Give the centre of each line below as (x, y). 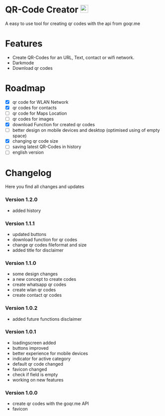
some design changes (35, 274)
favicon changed (30, 369)
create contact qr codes (37, 295)
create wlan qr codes (34, 290)
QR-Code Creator (42, 10)
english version (28, 152)
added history (27, 210)
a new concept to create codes (44, 279)
